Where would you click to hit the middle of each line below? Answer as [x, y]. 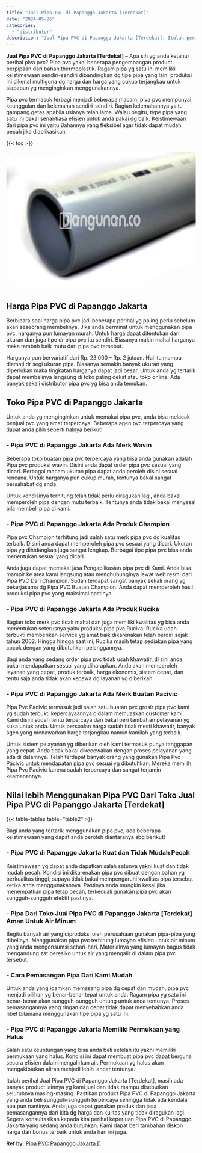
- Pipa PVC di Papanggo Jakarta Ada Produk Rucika [83, 609]
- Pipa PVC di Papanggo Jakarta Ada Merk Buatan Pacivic [92, 694]
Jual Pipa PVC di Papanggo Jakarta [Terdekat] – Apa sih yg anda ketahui [98, 56]
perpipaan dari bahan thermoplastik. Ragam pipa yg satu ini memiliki [91, 69]
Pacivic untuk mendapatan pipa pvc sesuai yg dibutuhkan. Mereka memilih [99, 763]
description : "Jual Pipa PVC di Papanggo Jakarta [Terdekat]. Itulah [95, 38]
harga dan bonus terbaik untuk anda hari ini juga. [67, 1132]
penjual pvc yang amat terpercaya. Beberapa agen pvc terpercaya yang [95, 423]
